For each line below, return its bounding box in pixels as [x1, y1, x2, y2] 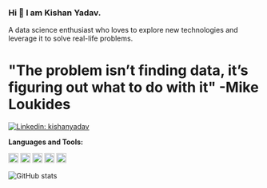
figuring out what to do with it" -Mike [8, 79, 259, 96]
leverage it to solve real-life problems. [8, 33, 133, 43]
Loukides [8, 96, 71, 114]
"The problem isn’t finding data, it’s [8, 61, 249, 80]
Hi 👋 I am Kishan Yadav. [8, 7, 102, 18]
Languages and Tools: [8, 137, 84, 147]
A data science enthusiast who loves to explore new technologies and [8, 25, 238, 35]
